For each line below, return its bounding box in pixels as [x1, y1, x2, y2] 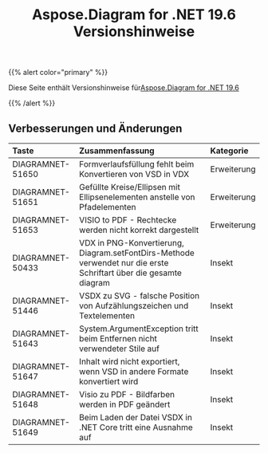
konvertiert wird [79, 376, 139, 387]
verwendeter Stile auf [79, 343, 160, 354]
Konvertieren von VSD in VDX [79, 169, 190, 179]
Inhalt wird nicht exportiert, [79, 356, 180, 367]
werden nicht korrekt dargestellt [79, 225, 199, 235]
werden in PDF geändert [79, 399, 171, 410]
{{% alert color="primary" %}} [8, 68, 108, 77]
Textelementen [79, 310, 136, 321]
